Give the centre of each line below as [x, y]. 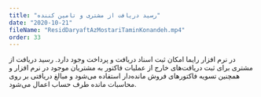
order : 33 [25, 37]
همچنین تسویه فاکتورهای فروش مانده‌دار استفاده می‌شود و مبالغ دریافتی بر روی [125, 76]
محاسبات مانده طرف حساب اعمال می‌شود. [73, 84]
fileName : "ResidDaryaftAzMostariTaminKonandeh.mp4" [97, 30]
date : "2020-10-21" [41, 23]
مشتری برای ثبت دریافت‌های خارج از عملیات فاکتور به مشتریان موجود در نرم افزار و [131, 68]
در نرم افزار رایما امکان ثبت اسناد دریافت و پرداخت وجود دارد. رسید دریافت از [123, 59]
